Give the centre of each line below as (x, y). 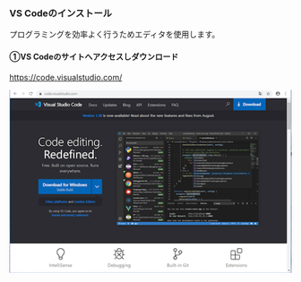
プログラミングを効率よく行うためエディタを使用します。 (115, 34)
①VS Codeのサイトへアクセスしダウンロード (94, 56)
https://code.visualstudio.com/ (66, 77)
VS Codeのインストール (61, 13)
